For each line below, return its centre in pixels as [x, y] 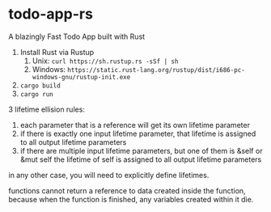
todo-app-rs [51, 14]
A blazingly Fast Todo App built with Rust [77, 36]
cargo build [40, 86]
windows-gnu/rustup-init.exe [81, 77]
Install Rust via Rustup [57, 52]
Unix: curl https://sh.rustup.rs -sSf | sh [105, 61]
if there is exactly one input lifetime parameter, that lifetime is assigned [138, 134]
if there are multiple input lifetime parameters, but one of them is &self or [141, 151]
